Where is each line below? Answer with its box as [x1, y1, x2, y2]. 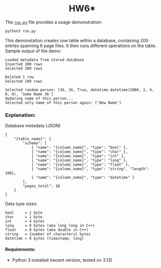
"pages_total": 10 [23, 184, 60, 189]
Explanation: [5, 111, 36, 118]
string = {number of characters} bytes [5, 232, 91, 237]
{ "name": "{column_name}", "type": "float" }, [31, 162, 131, 167]
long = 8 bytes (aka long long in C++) [5, 223, 95, 228]
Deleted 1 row [5, 74, 34, 79]
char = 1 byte [5, 215, 43, 219]
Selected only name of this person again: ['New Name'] [5, 100, 121, 105]
